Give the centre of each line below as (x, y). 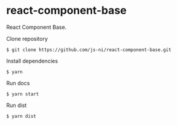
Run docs (18, 83)
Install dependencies (32, 61)
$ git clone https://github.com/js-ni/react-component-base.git (89, 50)
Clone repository (27, 38)
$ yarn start (23, 94)
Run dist (17, 105)
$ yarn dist (21, 116)
